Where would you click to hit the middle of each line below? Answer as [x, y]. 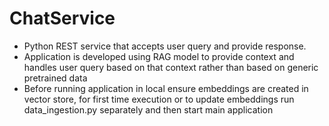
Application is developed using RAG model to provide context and [159, 56]
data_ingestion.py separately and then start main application [148, 109]
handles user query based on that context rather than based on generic [171, 67]
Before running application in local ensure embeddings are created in [166, 88]
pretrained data [55, 78]
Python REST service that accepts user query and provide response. [165, 46]
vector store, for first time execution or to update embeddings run [159, 99]
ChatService [62, 18]
